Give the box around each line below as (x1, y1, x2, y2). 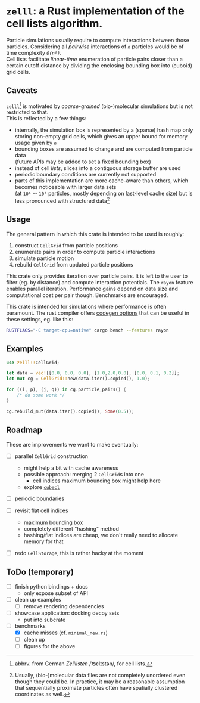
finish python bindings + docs (14, 583, 88, 590)
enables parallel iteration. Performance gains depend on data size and (6, 285, 179, 292)
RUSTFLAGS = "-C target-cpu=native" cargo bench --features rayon (6, 327, 169, 333)
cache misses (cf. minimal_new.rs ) (23, 629, 108, 636)
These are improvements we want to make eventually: (6, 441, 139, 448)
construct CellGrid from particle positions (14, 241, 118, 249)
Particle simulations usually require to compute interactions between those (6, 36, 189, 44)
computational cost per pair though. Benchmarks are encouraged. (6, 291, 168, 299)
